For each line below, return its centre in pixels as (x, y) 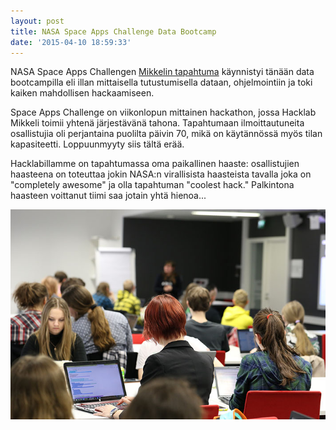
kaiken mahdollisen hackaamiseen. (82, 93)
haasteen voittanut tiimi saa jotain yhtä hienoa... (108, 196)
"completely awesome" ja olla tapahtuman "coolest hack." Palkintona (152, 185)
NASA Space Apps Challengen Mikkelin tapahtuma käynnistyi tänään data (162, 72)
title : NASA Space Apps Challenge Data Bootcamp (113, 31)
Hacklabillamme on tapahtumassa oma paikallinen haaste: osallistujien (155, 164)
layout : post (37, 21)
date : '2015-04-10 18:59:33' (71, 42)
